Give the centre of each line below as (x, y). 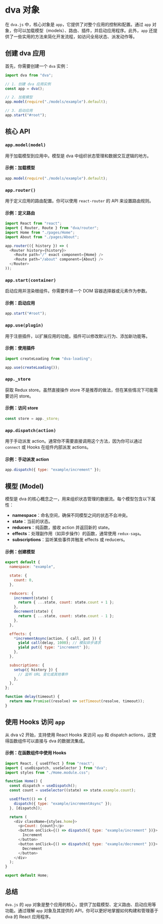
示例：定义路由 (20, 213)
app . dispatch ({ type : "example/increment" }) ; (53, 470)
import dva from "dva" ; (29, 75)
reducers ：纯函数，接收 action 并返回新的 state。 (62, 527)
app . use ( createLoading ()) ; (32, 367)
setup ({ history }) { (36, 670)
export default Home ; (27, 876)
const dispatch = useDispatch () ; (43, 786)
